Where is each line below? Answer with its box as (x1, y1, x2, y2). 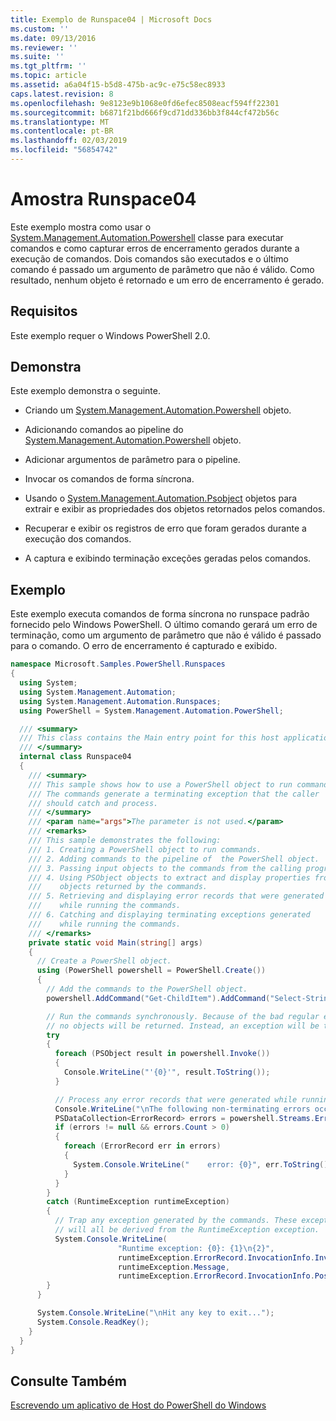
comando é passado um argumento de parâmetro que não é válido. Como (10, 263, 315, 275)
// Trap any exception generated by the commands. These (54, 1216, 298, 1226)
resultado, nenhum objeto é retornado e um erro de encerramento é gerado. (10, 274, 325, 286)
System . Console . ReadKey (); (36, 1317, 150, 1327)
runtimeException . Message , (117, 1262, 230, 1272)
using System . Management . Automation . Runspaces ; (19, 696, 222, 706)
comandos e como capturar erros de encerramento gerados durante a (10, 242, 300, 254)
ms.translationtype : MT (10, 117, 110, 127)
